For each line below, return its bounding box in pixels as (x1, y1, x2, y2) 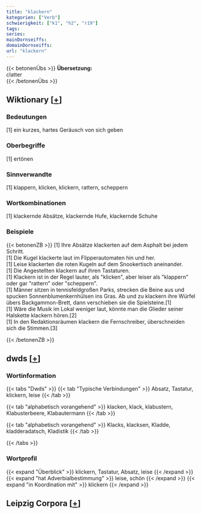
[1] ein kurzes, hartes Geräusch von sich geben (6, 126, 123, 134)
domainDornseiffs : (6, 43, 52, 49)
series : (6, 31, 26, 37)
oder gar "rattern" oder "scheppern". (6, 279, 98, 286)
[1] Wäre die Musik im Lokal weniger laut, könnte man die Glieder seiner (6, 305, 184, 312)
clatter (6, 70, 22, 78)
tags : (6, 25, 20, 32)
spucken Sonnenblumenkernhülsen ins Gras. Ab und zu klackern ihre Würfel (6, 293, 196, 300)
